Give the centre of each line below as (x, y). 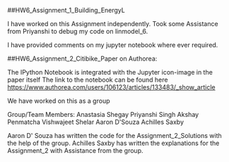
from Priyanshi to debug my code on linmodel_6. (78, 31)
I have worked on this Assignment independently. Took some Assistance (113, 24)
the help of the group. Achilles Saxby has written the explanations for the (113, 143)
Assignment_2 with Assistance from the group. (75, 150)
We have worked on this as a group (59, 101)
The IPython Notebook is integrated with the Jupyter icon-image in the (110, 72)
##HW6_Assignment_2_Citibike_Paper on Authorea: (82, 58)
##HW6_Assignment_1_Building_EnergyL (66, 10)
